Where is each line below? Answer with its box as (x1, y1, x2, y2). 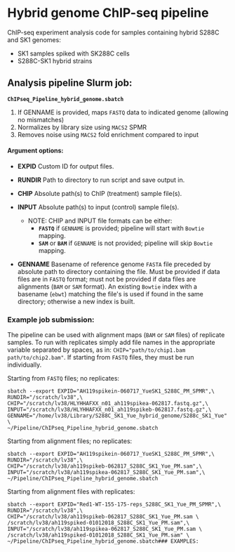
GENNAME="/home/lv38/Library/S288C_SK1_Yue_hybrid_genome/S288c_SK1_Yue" (7, 412, 228, 419)
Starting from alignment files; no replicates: (7, 437, 133, 445)
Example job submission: (7, 315, 95, 324)
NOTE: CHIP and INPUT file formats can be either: (27, 216, 173, 225)
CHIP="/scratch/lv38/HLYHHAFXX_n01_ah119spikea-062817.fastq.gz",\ (7, 400, 209, 407)
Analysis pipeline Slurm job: (7, 77, 133, 89)
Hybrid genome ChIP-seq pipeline (7, 5, 209, 21)
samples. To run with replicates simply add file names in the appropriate (7, 339, 215, 347)
